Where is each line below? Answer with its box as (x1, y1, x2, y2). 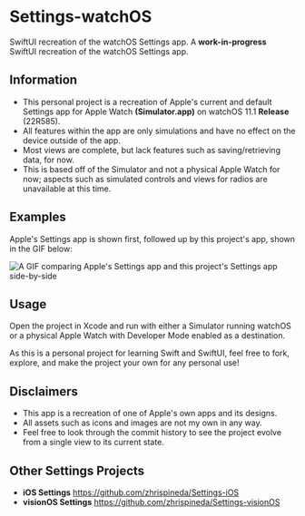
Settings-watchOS (9, 6, 152, 27)
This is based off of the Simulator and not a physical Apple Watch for (22, 163, 280, 174)
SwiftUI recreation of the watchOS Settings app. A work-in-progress (9, 36, 267, 47)
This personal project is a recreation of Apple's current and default (22, 96, 272, 107)
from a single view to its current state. (22, 437, 165, 448)
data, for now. (22, 154, 74, 165)
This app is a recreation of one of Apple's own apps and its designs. (22, 408, 278, 419)
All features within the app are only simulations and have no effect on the (22, 125, 296, 136)
